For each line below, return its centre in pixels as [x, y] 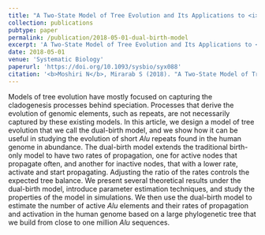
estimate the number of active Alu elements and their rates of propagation [128, 205]
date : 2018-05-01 [37, 52]
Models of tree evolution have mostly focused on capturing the [110, 96]
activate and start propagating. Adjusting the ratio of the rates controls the [129, 172]
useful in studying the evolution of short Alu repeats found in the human [125, 138]
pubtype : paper [33, 30]
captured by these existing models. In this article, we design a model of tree [131, 121]
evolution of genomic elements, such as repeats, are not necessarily [119, 113]
